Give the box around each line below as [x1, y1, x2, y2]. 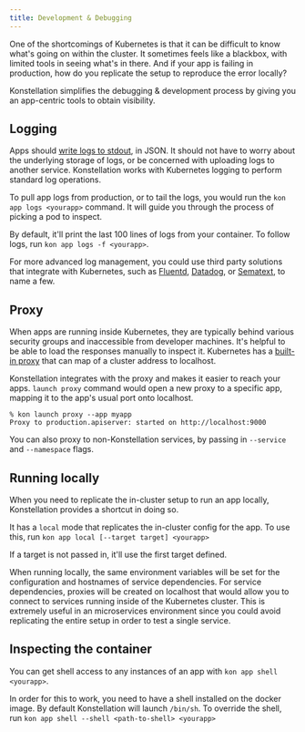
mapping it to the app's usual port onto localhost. [9, 393, 194, 404]
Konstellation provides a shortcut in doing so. [9, 504, 179, 515]
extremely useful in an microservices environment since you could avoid [9, 605, 281, 616]
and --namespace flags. [9, 444, 94, 455]
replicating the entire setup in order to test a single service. [9, 615, 231, 626]
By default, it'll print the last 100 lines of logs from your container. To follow [9, 229, 290, 240]
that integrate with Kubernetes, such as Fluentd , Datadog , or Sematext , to [9, 266, 286, 277]
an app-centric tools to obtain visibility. [9, 95, 156, 106]
